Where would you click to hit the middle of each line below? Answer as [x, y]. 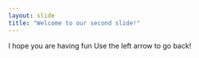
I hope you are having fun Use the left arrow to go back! [100, 45]
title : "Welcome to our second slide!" [74, 23]
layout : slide [32, 15]
